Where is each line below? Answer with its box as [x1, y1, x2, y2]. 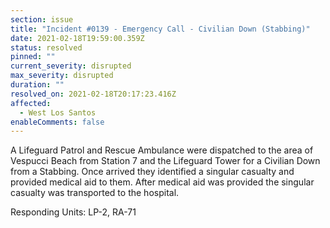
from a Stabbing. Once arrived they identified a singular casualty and [10, 166, 295, 178]
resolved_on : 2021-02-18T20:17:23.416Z [10, 89, 177, 99]
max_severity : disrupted [10, 71, 114, 81]
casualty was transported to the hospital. [10, 187, 180, 199]
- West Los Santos [19, 107, 97, 118]
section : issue [10, 14, 74, 25]
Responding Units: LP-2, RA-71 [10, 206, 137, 218]
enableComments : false [10, 117, 105, 127]
